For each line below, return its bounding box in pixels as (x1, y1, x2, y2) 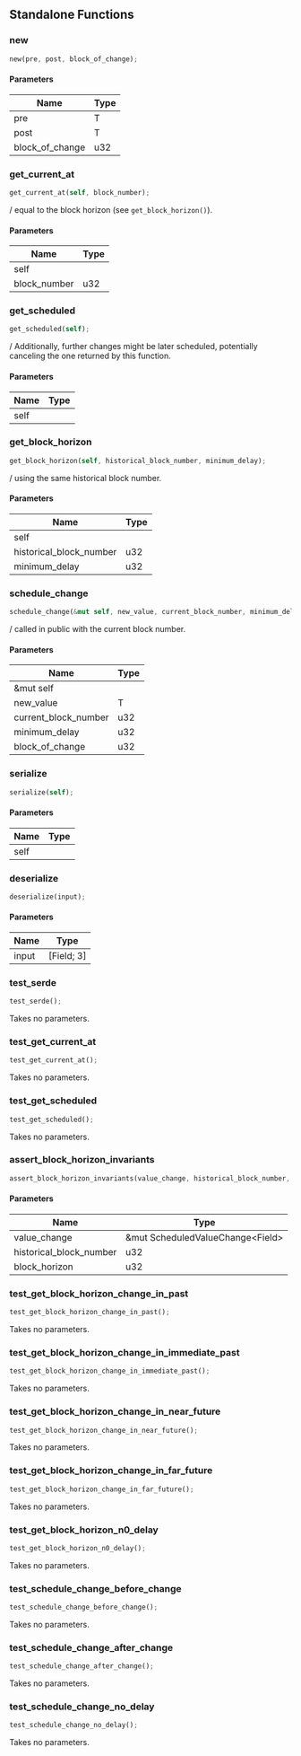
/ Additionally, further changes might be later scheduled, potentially (9, 341, 258, 352)
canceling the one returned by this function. (9, 350, 172, 362)
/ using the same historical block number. (9, 472, 162, 483)
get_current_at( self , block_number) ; (9, 189, 150, 198)
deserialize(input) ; (9, 892, 87, 901)
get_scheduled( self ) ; (9, 325, 90, 334)
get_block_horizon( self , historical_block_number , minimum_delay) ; (9, 456, 267, 465)
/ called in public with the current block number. (9, 624, 186, 635)
